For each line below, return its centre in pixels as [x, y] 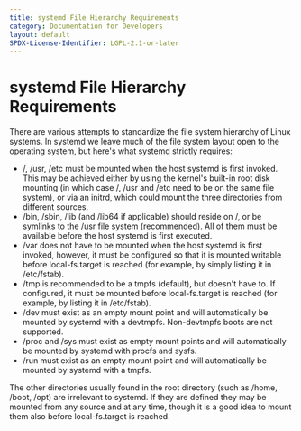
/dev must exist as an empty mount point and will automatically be [145, 313]
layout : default [40, 34]
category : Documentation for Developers [87, 26]
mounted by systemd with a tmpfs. [87, 370]
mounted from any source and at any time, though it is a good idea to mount [150, 407]
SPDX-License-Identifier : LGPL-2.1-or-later [94, 43]
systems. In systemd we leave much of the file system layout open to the [144, 142]
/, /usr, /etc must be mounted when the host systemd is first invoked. [150, 169]
